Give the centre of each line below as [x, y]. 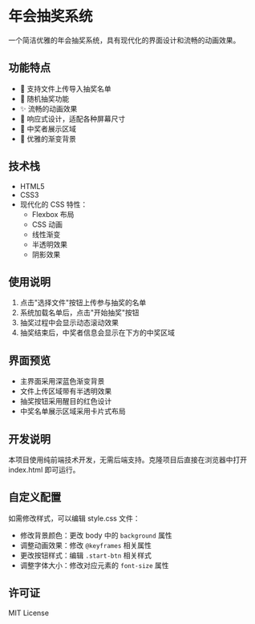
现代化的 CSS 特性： [54, 204]
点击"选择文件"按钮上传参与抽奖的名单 [83, 303]
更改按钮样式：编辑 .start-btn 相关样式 [86, 555]
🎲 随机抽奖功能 [45, 99]
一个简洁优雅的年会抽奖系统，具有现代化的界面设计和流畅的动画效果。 [124, 40]
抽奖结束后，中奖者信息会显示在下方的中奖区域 [97, 332]
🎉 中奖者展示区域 [48, 128]
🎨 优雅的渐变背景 [48, 139]
